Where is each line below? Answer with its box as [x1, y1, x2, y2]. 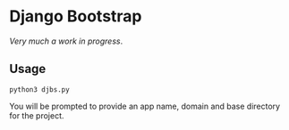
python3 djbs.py [9, 85, 70, 94]
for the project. [9, 110, 64, 121]
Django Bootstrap [9, 6, 142, 27]
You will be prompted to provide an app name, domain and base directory [9, 101, 280, 111]
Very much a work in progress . [9, 36, 123, 46]
